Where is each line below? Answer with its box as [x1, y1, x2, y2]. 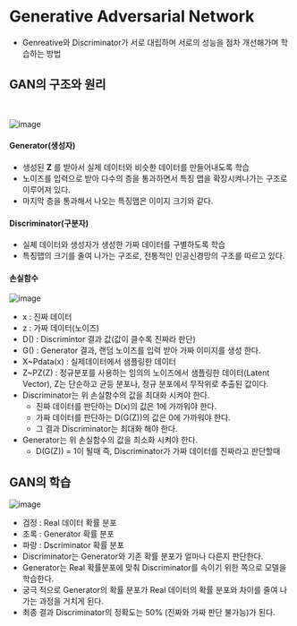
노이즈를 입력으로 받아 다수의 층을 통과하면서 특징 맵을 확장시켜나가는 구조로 [21, 173, 288, 184]
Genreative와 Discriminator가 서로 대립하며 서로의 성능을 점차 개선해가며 [21, 37, 279, 47]
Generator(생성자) [9, 141, 76, 151]
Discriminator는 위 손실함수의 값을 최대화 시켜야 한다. [21, 390, 210, 400]
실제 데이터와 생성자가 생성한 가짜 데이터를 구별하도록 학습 [21, 239, 226, 250]
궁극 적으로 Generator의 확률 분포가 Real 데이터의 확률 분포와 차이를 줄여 [21, 585, 278, 596]
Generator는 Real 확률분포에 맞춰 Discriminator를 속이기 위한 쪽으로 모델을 [21, 562, 287, 573]
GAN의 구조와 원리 [9, 77, 106, 92]
